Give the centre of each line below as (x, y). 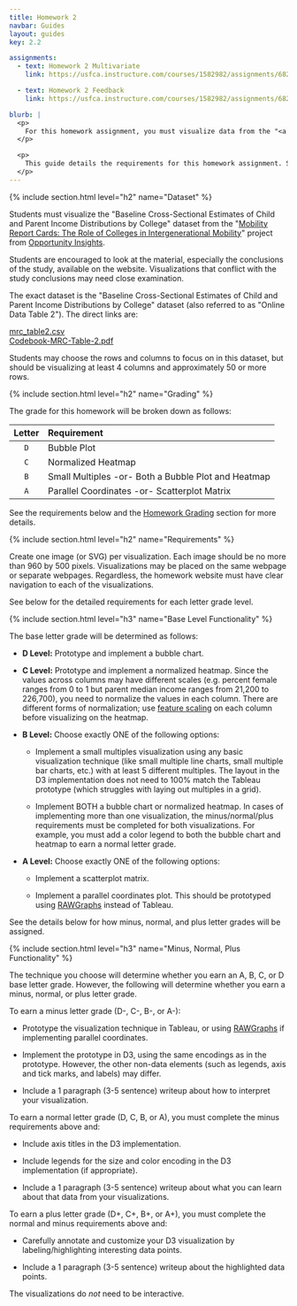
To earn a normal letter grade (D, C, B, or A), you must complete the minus (145, 1117)
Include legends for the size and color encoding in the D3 (126, 1161)
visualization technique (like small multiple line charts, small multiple (159, 761)
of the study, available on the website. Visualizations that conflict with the (143, 269)
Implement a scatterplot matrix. (92, 878)
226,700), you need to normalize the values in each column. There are (150, 698)
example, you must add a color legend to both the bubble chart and (158, 834)
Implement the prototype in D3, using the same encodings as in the (144, 1055)
